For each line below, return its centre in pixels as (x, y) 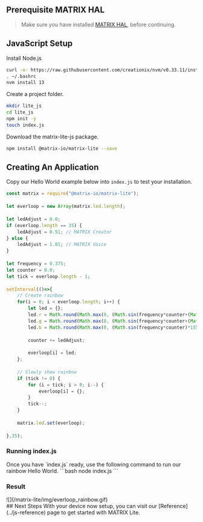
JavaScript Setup (40, 44)
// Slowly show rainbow (47, 372)
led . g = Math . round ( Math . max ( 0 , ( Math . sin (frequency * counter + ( (109, 321)
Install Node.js (24, 58)
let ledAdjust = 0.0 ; (34, 219)
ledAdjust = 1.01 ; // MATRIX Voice (62, 245)
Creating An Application (53, 168)
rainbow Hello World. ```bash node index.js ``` (63, 471)
